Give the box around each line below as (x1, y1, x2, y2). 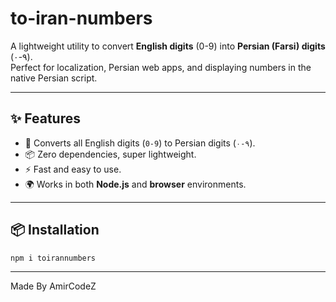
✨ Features (10, 110, 81, 127)
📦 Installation (10, 222, 100, 239)
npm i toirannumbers (10, 253, 97, 263)
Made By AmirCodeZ (10, 280, 97, 292)
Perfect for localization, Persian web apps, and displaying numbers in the (10, 61, 312, 73)
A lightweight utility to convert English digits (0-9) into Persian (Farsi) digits (10, 40, 326, 52)
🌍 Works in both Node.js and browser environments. (24, 178, 247, 190)
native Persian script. (10, 72, 98, 84)
